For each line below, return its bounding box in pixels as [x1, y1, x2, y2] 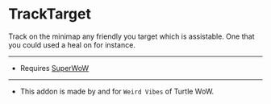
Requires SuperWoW [19, 63, 90, 73]
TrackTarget [8, 5, 91, 23]
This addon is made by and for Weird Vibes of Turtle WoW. [19, 86, 215, 96]
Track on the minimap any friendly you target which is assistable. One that [8, 31, 255, 41]
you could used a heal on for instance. [8, 40, 135, 49]
